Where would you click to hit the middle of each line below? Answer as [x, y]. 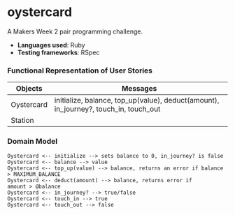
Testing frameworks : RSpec [58, 52]
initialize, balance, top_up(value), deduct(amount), [137, 101]
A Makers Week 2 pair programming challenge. [75, 31]
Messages [139, 89]
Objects [29, 89]
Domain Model [33, 142]
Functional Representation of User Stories [80, 71]
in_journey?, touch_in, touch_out [107, 109]
